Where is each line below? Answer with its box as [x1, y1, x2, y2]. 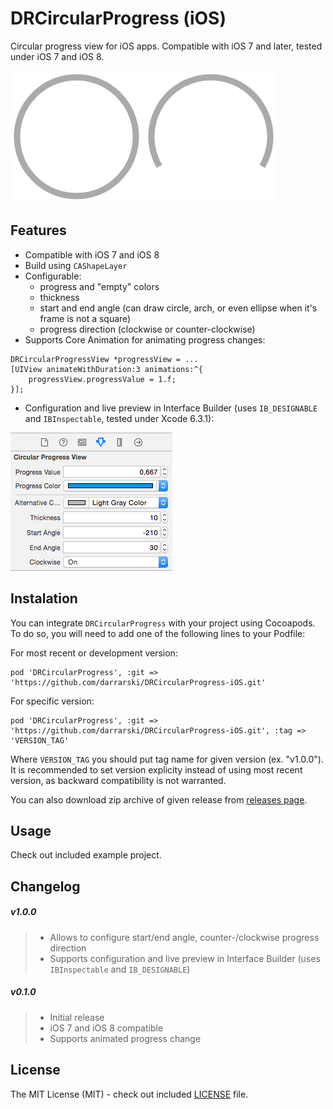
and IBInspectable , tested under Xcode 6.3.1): [24, 412, 215, 424]
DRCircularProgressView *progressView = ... [10, 354, 199, 364]
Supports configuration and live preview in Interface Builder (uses [49, 952, 321, 964]
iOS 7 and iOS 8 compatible [49, 1022, 164, 1034]
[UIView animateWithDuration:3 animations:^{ [10, 364, 203, 374]
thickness [39, 291, 80, 303]
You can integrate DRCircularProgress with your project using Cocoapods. [10, 617, 316, 629]
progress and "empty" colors [39, 280, 160, 292]
